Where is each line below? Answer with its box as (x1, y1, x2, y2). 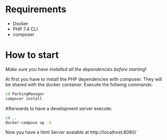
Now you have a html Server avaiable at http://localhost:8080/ (5, 129, 137, 135)
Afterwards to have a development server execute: (5, 105, 112, 111)
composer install (5, 96, 43, 101)
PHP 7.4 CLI (12, 26, 38, 32)
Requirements (5, 4, 67, 15)
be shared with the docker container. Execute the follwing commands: (5, 81, 153, 87)
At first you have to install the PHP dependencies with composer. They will (5, 76, 162, 82)
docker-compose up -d (5, 120, 52, 125)
